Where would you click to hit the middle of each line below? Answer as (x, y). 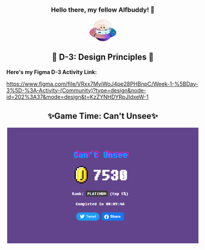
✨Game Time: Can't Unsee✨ (103, 116)
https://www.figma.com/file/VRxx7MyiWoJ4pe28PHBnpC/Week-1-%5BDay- (102, 84)
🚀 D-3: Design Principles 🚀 (103, 57)
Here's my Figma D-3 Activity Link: (52, 72)
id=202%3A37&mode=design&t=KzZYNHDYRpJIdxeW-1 (77, 97)
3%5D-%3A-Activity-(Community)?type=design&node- (76, 90)
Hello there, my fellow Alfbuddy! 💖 (103, 10)
